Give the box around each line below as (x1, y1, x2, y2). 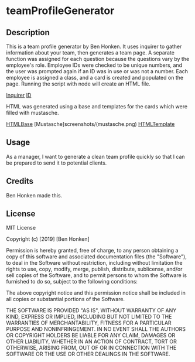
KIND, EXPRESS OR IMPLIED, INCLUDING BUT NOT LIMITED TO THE (6, 313, 172, 320)
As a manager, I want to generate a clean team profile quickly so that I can (6, 153, 186, 160)
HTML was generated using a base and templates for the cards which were (6, 103, 188, 110)
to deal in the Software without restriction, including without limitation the (6, 259, 183, 267)
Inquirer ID (6, 92, 32, 98)
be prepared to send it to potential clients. (6, 159, 107, 166)
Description (6, 28, 50, 37)
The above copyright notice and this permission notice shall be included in (6, 289, 186, 296)
